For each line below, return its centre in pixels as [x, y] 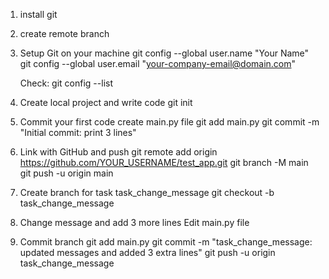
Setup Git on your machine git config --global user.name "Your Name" [164, 53]
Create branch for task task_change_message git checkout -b [147, 192]
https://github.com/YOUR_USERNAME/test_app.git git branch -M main [164, 162]
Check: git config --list [66, 83]
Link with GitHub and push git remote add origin [118, 152]
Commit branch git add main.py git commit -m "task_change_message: [166, 242]
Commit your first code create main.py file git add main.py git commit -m [169, 122]
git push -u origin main [66, 173]
